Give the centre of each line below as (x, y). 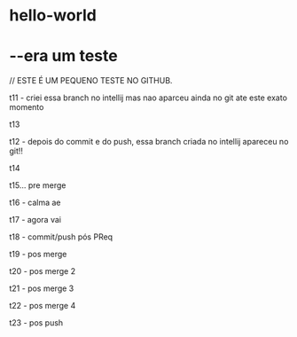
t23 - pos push (36, 323)
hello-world (53, 16)
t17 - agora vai (35, 220)
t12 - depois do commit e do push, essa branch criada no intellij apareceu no (149, 142)
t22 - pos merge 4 (43, 306)
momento (27, 107)
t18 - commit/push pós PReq (61, 237)
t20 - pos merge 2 (43, 271)
